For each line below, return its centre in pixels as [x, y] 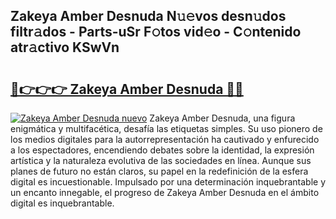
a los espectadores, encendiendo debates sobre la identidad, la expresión [162, 150]
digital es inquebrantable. [62, 203]
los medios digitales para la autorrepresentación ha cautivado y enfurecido [165, 139]
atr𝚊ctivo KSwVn [65, 47]
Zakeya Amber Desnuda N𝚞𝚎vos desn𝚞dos [148, 16]
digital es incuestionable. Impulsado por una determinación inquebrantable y [168, 182]
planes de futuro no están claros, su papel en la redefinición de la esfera [159, 171]
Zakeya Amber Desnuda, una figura [222, 118]
